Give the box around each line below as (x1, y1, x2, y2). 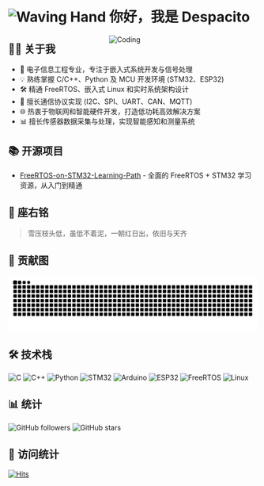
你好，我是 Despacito (109, 8, 251, 26)
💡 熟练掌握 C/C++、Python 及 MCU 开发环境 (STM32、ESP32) (19, 75, 224, 84)
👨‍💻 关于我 (8, 42, 56, 55)
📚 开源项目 (8, 144, 64, 158)
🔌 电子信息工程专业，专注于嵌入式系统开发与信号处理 (19, 65, 193, 74)
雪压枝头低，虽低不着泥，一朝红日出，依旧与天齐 (27, 228, 187, 238)
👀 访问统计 (8, 448, 59, 461)
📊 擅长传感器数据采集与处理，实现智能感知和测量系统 (19, 117, 195, 126)
